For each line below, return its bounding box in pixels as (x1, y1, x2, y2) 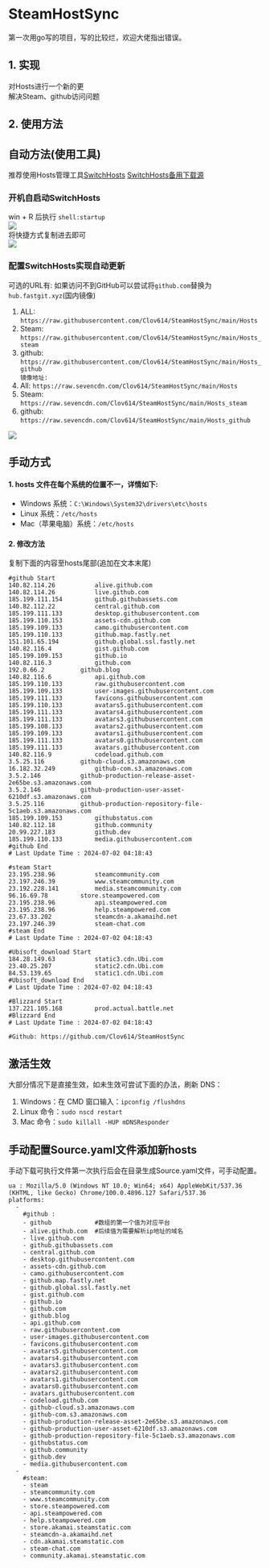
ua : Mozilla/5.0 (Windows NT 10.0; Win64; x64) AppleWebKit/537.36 (8, 1182, 243, 1190)
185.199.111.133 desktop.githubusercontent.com (8, 609, 199, 618)
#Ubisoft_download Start (8, 948, 92, 956)
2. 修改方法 (8, 539, 46, 548)
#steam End (8, 927, 45, 935)
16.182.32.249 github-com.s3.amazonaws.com (8, 765, 193, 773)
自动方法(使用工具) (8, 147, 101, 161)
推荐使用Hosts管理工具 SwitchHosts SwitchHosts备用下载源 (8, 170, 205, 180)
